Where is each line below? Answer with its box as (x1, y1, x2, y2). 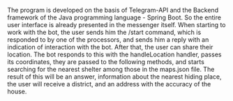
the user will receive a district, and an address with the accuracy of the (7, 80, 211, 88)
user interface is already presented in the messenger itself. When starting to (7, 21, 226, 29)
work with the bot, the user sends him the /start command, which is (7, 28, 202, 36)
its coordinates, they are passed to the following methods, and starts (7, 58, 204, 65)
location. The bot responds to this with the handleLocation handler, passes (7, 50, 222, 59)
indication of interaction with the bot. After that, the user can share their (7, 43, 213, 51)
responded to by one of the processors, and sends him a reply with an (7, 36, 209, 44)
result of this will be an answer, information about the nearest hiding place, (7, 72, 222, 81)
